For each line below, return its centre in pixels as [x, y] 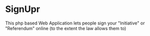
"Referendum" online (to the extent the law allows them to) [66, 28]
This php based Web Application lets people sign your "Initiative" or [75, 23]
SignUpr [23, 9]
